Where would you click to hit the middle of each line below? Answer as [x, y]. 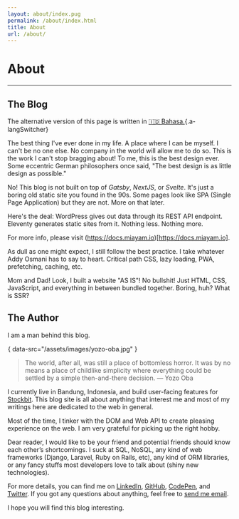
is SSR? [18, 296]
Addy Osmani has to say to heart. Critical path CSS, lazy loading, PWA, [111, 259]
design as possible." [37, 173]
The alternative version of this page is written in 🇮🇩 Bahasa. [96, 121]
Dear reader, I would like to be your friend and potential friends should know [119, 442]
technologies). [28, 472]
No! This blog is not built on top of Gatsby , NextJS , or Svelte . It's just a [111, 187]
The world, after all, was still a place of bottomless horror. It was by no [128, 363]
